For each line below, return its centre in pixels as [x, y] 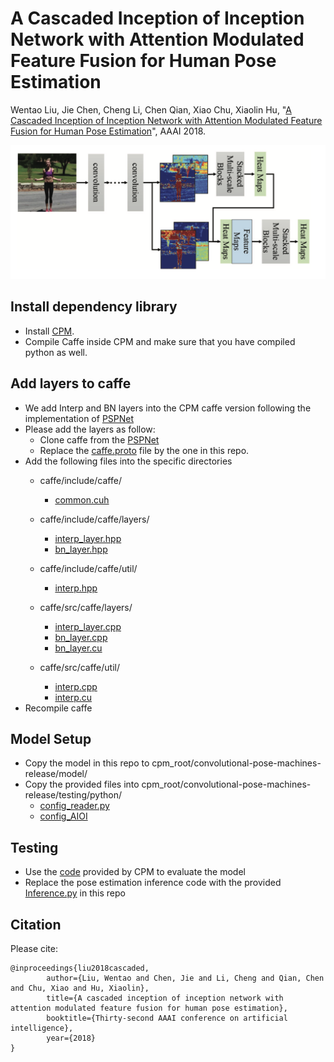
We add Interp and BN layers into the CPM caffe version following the [168, 408]
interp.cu [73, 697]
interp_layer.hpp [88, 538]
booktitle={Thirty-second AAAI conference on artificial [167, 1018]
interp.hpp [76, 588]
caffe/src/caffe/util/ [79, 667]
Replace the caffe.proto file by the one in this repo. [144, 450]
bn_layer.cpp [81, 637]
